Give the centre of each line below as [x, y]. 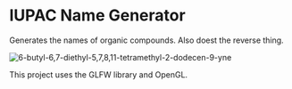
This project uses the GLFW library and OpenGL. [99, 74]
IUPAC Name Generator [97, 16]
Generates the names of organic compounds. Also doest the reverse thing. [146, 40]
